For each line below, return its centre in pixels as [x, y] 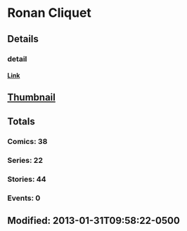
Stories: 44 [27, 179]
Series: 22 [25, 160]
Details [23, 39]
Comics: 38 [27, 141]
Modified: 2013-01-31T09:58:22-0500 [94, 220]
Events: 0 [24, 198]
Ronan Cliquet [49, 13]
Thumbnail [32, 97]
